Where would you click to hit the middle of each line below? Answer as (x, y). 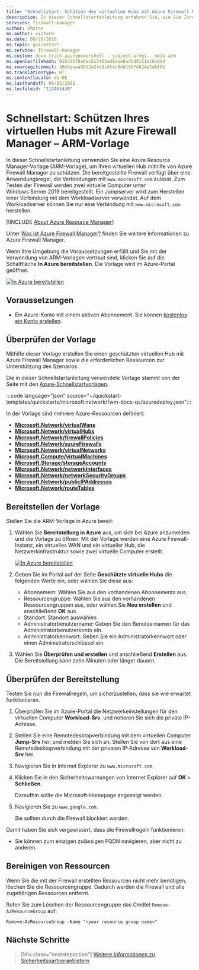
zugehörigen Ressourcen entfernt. (48, 893)
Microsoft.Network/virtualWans (55, 425)
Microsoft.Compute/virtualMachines (61, 457)
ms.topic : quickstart (33, 45)
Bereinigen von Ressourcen (58, 866)
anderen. (26, 848)
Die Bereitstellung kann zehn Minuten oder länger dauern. (85, 661)
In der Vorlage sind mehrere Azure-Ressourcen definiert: (76, 414)
